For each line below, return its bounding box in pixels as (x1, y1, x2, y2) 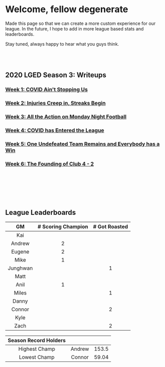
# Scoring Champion (37, 223, 88, 230)
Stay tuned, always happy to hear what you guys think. (5, 41, 120, 47)
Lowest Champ (19, 354, 54, 361)
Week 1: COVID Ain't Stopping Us (5, 86, 88, 93)
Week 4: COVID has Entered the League (5, 127, 104, 134)
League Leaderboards (5, 208, 76, 216)
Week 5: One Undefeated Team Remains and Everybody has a (5, 140, 160, 148)
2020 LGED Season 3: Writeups (5, 71, 107, 80)
